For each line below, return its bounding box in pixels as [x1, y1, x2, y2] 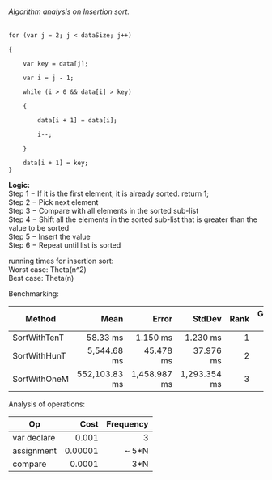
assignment [12, 445, 57, 457]
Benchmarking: [8, 289, 59, 299]
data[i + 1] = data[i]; [37, 117, 117, 125]
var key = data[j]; [23, 60, 89, 68]
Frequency [106, 418, 149, 430]
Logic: [8, 181, 31, 190]
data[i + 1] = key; [23, 159, 89, 168]
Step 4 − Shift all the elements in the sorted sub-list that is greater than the [8, 215, 257, 224]
